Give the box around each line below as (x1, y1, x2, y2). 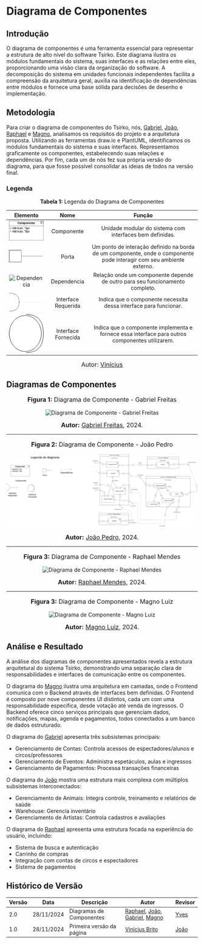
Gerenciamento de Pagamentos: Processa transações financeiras (15, 764, 179, 771)
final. (6, 169, 19, 176)
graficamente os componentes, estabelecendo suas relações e (6, 149, 164, 156)
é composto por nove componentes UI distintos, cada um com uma (6, 695, 175, 702)
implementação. (6, 90, 47, 97)
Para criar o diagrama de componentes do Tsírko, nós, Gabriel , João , (6, 124, 179, 131)
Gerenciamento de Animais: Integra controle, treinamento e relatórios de (15, 794, 196, 802)
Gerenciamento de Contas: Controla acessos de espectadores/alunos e (15, 744, 194, 752)
